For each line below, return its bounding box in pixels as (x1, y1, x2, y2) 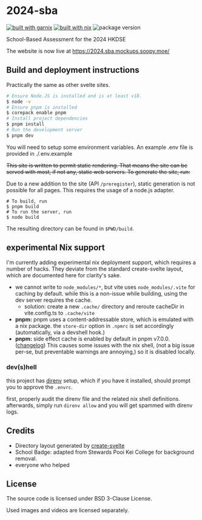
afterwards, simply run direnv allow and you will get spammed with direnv (6, 401, 193, 409)
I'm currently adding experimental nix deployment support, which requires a (6, 258, 196, 266)
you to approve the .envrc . (6, 383, 73, 390)
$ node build (6, 214, 39, 220)
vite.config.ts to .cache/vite (24, 309, 95, 316)
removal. (15, 454, 38, 462)
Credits (6, 426, 35, 436)
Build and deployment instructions (6, 65, 140, 75)
